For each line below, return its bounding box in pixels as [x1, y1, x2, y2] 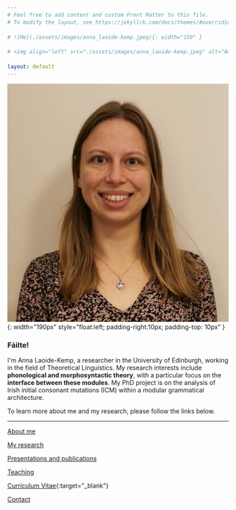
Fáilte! [7, 340, 29, 350]
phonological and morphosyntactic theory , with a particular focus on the [7, 371, 222, 380]
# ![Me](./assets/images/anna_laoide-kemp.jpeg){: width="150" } [7, 34, 202, 41]
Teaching [7, 468, 34, 476]
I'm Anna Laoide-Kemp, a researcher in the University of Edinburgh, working [7, 356, 228, 365]
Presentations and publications [7, 455, 97, 463]
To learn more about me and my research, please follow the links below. [7, 407, 216, 415]
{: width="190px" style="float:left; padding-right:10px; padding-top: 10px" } [7, 323, 225, 331]
